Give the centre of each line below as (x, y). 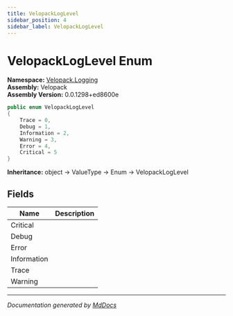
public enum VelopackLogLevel (51, 107)
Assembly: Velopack (37, 87)
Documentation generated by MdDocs (62, 305)
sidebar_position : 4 (37, 20)
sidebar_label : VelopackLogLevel (55, 26)
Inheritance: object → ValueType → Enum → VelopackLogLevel (98, 172)
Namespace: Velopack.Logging (53, 80)
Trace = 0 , (35, 121)
